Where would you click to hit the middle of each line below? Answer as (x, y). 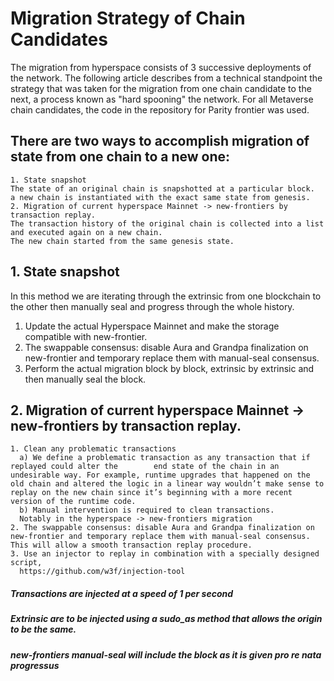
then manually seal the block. (85, 379)
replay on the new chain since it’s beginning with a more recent (151, 493)
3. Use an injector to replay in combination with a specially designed (165, 554)
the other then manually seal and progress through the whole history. (152, 306)
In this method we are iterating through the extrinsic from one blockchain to (166, 296)
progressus (35, 665)
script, (26, 563)
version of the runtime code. (73, 502)
